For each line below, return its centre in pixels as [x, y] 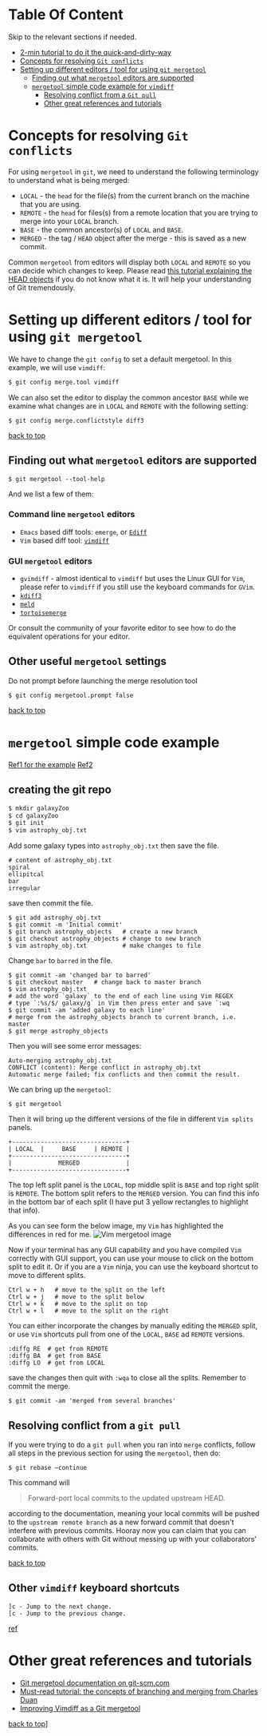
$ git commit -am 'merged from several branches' [92, 1401]
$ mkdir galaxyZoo [39, 808]
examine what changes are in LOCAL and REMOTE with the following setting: [128, 406]
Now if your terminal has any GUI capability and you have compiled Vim [125, 1250]
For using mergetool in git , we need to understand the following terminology [133, 171]
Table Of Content [66, 15]
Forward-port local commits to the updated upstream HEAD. [126, 1498]
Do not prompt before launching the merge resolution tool [103, 680]
